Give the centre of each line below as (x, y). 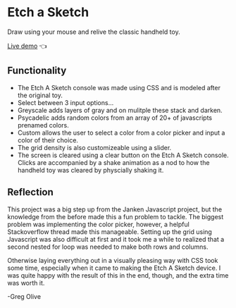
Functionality (37, 71)
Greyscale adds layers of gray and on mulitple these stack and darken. (120, 110)
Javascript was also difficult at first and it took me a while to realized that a (116, 239)
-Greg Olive (24, 296)
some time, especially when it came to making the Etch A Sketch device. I (114, 268)
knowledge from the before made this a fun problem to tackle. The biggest (116, 216)
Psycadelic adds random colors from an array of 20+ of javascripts (115, 118)
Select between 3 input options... (66, 102)
